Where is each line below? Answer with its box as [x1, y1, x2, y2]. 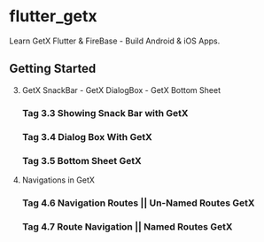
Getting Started [9, 61, 97, 76]
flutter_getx [9, 6, 97, 27]
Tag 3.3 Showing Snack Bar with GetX [21, 106, 189, 119]
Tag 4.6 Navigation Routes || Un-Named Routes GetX [21, 197, 255, 209]
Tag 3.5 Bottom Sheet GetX [21, 154, 142, 167]
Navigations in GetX [21, 175, 96, 185]
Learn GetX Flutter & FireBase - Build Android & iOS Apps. [9, 35, 221, 46]
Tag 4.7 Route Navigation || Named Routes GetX [21, 220, 233, 232]
